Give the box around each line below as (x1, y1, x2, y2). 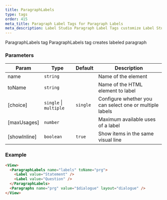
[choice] (7, 101, 28, 108)
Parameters (5, 52, 34, 59)
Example (5, 151, 27, 158)
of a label (98, 122, 120, 129)
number (44, 120, 60, 125)
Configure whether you (98, 96, 153, 102)
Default (75, 65, 93, 72)
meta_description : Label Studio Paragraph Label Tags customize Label (5, 26, 155, 31)
